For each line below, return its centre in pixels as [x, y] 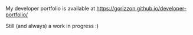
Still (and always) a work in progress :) [52, 26]
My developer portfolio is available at [50, 8]
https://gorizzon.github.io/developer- [142, 8]
